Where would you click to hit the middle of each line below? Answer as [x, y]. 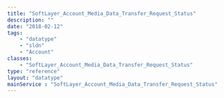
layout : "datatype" [35, 78]
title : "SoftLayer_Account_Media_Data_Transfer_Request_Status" [102, 13]
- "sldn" [32, 46]
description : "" [30, 20]
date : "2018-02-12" [35, 26]
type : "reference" [34, 71]
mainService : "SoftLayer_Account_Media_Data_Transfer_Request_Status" [112, 84]
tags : [15, 33]
